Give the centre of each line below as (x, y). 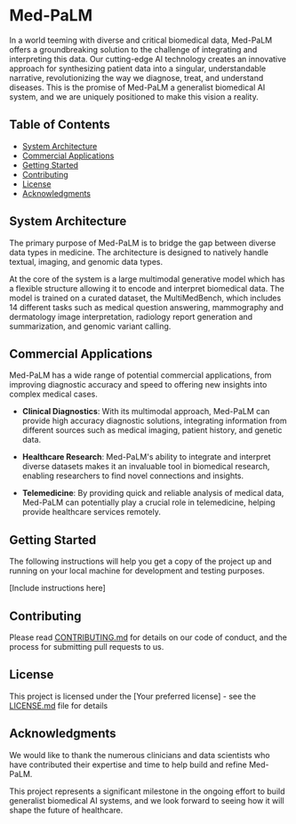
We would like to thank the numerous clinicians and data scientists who (140, 755)
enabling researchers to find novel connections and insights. (133, 476)
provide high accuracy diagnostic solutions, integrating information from (154, 421)
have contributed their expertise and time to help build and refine (128, 764)
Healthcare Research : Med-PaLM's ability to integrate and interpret (146, 457)
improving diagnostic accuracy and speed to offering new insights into (138, 385)
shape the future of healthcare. (66, 810)
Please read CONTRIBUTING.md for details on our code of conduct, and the (148, 637)
